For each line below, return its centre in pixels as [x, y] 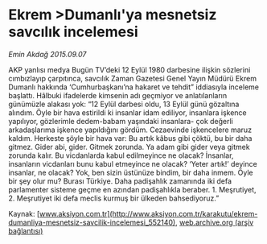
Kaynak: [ [24, 213]
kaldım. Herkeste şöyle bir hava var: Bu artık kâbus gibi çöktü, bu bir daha [130, 138]
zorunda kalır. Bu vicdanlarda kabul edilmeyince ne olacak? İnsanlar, [121, 155]
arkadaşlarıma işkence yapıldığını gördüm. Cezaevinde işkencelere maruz [130, 130]
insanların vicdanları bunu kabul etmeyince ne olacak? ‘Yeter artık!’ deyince [133, 163]
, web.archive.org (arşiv [215, 222]
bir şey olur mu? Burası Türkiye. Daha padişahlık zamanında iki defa [120, 181]
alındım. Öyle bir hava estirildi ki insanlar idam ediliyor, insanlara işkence [127, 112]
